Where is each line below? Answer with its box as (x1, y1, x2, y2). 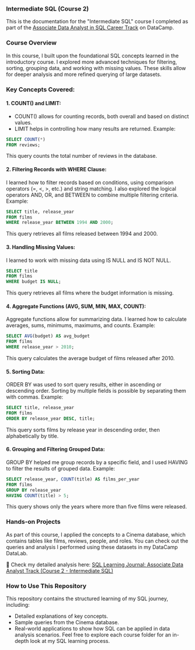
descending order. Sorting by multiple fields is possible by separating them (6, 388, 187, 395)
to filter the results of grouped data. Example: (6, 465, 116, 472)
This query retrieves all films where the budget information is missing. (6, 289, 174, 296)
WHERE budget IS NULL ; (6, 279, 61, 285)
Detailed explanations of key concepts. (14, 613, 109, 620)
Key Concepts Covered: (6, 85, 75, 94)
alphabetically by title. (6, 432, 59, 440)
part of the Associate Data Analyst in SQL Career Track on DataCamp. (6, 24, 174, 31)
